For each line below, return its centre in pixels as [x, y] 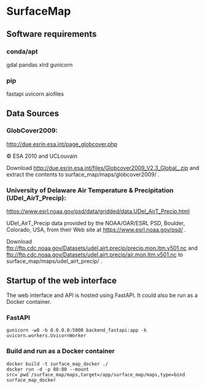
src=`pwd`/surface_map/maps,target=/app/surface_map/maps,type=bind [96, 375]
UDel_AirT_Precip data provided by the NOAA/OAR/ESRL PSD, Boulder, [96, 223]
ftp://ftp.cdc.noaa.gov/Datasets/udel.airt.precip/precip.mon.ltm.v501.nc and [102, 248]
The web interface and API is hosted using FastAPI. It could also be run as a [102, 295]
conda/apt [22, 52]
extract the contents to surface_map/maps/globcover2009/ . [83, 174]
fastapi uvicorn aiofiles [35, 94]
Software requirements [52, 34]
